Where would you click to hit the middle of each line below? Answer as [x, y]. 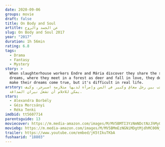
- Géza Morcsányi [27, 105]
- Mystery [19, 64]
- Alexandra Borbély [30, 101]
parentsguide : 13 [23, 119]
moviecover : [17, 123]
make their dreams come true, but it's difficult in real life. [77, 82]
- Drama [17, 55]
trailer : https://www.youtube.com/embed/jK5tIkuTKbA [60, 133]
